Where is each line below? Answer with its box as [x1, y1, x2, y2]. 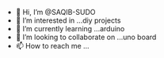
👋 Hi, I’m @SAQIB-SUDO [15, 8, 96, 16]
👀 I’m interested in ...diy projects [15, 16, 121, 25]
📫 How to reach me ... [15, 42, 90, 50]
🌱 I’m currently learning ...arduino [15, 24, 125, 33]
